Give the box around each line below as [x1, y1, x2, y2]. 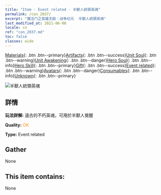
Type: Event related [5, 131, 45, 137]
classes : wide [5, 39, 34, 44]
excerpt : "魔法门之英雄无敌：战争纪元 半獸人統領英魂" [5, 16, 106, 21]
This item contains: [5, 172, 65, 180]
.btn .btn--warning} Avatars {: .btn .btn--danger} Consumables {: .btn [5, 68, 140, 73]
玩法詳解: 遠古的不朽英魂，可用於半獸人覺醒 [5, 112, 94, 118]
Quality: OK [5, 122, 29, 128]
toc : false [5, 35, 27, 39]
